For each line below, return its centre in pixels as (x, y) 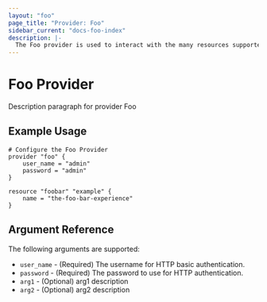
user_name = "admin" (56, 164)
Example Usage (48, 132)
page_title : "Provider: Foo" (56, 23)
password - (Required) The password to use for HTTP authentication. (132, 273)
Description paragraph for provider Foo (72, 106)
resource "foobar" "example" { (60, 192)
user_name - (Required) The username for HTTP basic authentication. (132, 264)
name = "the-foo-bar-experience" (78, 198)
